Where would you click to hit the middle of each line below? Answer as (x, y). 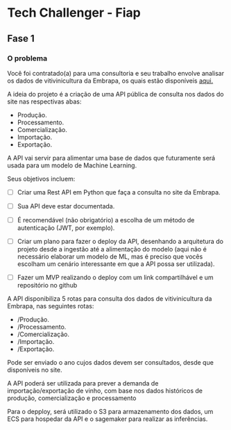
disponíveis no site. (35, 370)
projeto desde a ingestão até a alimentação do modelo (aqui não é (112, 249)
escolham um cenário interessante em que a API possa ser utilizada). (116, 264)
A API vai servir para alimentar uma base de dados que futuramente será (111, 158)
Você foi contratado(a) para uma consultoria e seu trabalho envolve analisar (115, 73)
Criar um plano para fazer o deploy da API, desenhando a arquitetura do (120, 242)
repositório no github (47, 286)
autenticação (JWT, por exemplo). (66, 228)
